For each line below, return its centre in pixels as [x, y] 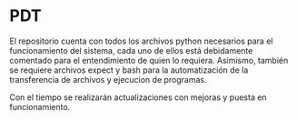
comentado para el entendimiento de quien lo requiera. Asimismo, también [149, 60]
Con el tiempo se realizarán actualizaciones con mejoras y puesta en [138, 97]
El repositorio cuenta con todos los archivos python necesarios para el [141, 41]
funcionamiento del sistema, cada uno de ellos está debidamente [131, 50]
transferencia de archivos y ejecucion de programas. [108, 79]
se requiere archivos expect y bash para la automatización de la [129, 70]
